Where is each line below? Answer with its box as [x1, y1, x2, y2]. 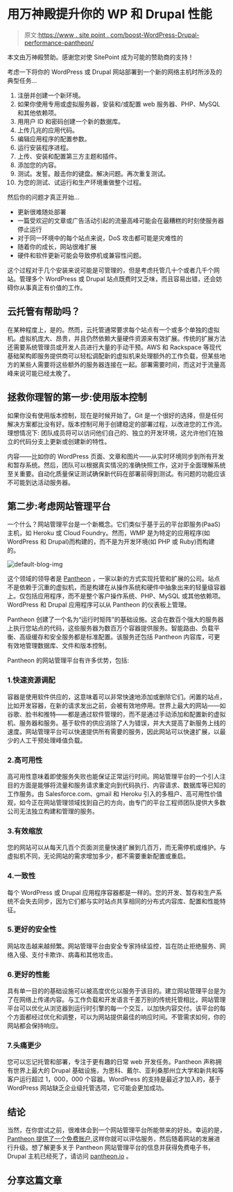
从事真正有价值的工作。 [19, 283, 87, 292]
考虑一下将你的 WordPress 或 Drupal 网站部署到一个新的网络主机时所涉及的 [7, 67, 223, 76]
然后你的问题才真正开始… [7, 193, 80, 201]
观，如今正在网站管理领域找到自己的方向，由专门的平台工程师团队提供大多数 [7, 798, 226, 806]
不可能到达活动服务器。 [7, 478, 74, 486]
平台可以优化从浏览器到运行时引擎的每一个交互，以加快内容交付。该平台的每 [7, 1004, 226, 1012]
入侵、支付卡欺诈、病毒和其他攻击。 [12, 951, 116, 959]
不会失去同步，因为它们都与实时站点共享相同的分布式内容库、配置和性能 [12, 897, 220, 905]
